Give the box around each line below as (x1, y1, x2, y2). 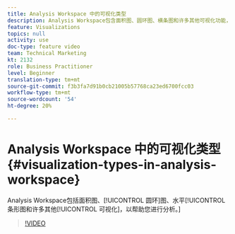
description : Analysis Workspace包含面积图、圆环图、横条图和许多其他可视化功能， (7, 17, 231, 24)
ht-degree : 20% (7, 103, 52, 110)
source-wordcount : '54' (7, 96, 78, 103)
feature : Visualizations (7, 23, 80, 30)
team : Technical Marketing (7, 50, 87, 57)
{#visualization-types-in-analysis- (7, 157, 217, 173)
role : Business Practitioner (7, 63, 93, 70)
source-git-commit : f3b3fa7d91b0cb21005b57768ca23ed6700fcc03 (7, 83, 194, 90)
